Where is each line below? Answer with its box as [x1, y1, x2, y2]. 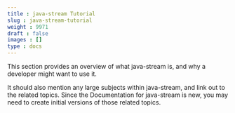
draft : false [7, 29, 49, 37]
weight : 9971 [7, 23, 49, 30]
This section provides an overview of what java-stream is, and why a [7, 62, 206, 70]
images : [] [7, 36, 42, 44]
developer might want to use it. [7, 69, 97, 78]
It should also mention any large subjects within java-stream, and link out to [7, 84, 226, 91]
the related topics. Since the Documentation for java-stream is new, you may [7, 91, 229, 99]
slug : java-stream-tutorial [7, 17, 93, 24]
